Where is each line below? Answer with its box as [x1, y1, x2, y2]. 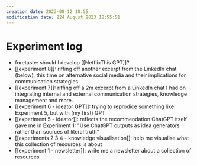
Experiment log [6, 40, 83, 53]
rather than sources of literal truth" [14, 128, 99, 135]
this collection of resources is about [14, 141, 102, 148]
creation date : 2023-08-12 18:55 [6, 8, 89, 15]
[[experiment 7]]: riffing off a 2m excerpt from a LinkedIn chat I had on [14, 84, 186, 92]
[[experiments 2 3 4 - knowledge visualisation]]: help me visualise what [14, 134, 189, 142]
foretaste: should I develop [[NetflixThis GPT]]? [14, 59, 130, 66]
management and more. [14, 97, 73, 104]
